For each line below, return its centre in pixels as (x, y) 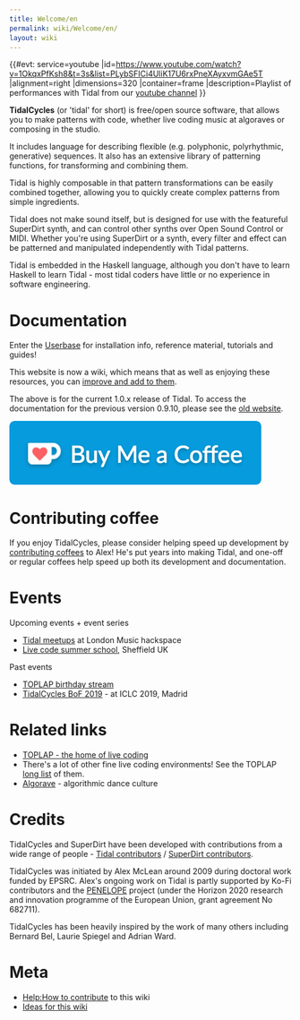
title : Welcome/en (43, 19)
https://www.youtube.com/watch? (179, 64)
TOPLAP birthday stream (68, 684)
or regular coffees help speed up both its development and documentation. (148, 562)
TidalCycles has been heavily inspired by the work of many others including (149, 927)
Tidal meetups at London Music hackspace (102, 640)
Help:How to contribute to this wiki (86, 997)
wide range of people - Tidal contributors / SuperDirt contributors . (131, 854)
